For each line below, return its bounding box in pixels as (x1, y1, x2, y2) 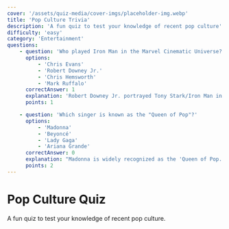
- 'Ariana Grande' (37, 143, 91, 150)
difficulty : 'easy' (7, 29, 63, 36)
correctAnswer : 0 (25, 150, 75, 157)
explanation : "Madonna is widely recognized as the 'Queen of (25, 156, 207, 163)
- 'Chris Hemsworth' (37, 73, 97, 81)
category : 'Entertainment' (7, 36, 84, 42)
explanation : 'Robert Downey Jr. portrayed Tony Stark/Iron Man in (25, 93, 223, 100)
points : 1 (25, 99, 53, 106)
